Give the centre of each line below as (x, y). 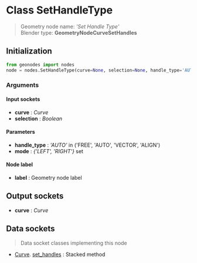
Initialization (29, 51)
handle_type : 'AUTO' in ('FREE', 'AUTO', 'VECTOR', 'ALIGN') (87, 145)
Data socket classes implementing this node (74, 243)
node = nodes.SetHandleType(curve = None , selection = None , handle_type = (94, 70)
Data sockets (30, 229)
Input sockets (23, 99)
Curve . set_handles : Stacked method (60, 254)
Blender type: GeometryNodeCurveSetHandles (79, 32)
